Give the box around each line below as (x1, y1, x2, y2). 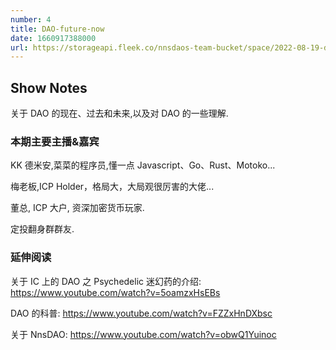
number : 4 (10, 14, 52, 25)
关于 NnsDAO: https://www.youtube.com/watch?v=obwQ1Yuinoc (10, 328, 277, 340)
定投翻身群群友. (10, 223, 75, 235)
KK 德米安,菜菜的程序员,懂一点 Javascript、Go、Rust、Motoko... (10, 159, 276, 171)
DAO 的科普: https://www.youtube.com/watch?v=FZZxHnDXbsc (10, 307, 273, 319)
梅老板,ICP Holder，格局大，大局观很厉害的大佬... (10, 181, 215, 193)
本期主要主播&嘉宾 (10, 134, 100, 148)
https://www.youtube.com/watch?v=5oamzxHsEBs (10, 286, 221, 298)
